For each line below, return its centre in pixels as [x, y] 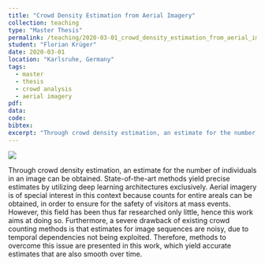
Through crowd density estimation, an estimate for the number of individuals [132, 170]
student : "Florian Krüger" [52, 45]
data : [17, 111]
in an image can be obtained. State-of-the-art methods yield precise [119, 178]
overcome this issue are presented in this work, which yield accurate [119, 245]
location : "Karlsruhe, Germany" [61, 60]
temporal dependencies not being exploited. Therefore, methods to [117, 237]
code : [17, 118]
